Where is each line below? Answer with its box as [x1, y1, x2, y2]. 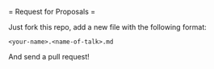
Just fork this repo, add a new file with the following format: [8, 22, 208, 31]
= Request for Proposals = [8, 7, 96, 16]
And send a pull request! [8, 52, 90, 61]
